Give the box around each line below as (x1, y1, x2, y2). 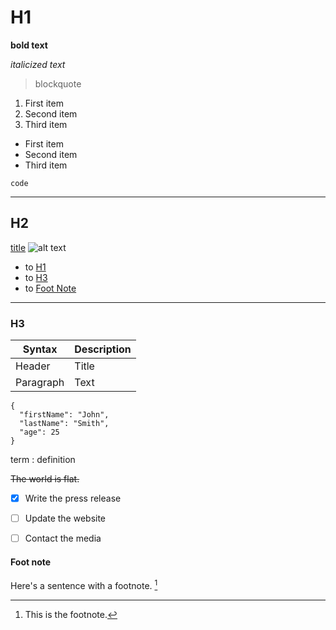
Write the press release (24, 492, 122, 505)
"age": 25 (19, 427, 60, 438)
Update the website (24, 512, 107, 525)
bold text (10, 39, 48, 51)
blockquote (34, 77, 82, 90)
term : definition (10, 454, 76, 466)
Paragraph (15, 376, 65, 390)
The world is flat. (10, 473, 80, 485)
